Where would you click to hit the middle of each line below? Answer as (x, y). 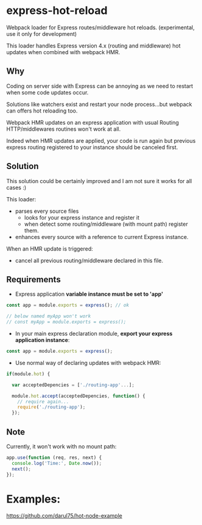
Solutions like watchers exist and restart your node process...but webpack (99, 104)
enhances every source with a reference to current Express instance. (102, 237)
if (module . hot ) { (28, 374)
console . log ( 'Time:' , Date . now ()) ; (57, 463)
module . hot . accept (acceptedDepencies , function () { (79, 396)
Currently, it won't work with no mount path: (61, 446)
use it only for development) (42, 33)
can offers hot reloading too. (42, 111)
